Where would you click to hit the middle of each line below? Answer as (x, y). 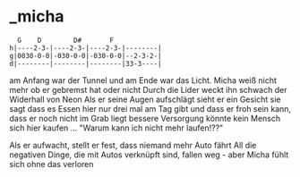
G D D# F (66, 40)
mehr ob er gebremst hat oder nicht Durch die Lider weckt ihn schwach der (148, 89)
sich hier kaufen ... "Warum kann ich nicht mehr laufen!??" (116, 128)
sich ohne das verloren (51, 164)
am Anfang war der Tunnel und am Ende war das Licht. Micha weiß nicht (143, 80)
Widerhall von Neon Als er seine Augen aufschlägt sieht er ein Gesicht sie (145, 99)
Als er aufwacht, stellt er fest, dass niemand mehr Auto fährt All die (133, 145)
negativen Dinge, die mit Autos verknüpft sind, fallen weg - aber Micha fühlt (149, 155)
